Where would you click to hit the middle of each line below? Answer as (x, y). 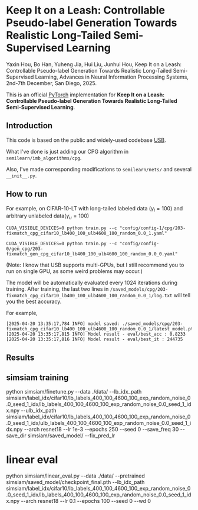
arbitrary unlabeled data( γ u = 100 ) (48, 217)
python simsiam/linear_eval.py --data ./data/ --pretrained (76, 476)
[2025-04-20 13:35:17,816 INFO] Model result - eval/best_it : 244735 (95, 340)
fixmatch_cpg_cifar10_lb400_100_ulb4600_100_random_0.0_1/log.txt (89, 296)
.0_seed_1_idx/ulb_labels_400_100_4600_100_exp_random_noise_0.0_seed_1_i (99, 423)
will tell (182, 295)
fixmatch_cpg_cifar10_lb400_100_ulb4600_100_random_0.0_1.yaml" (87, 233)
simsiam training (37, 377)
